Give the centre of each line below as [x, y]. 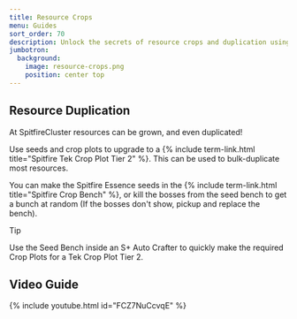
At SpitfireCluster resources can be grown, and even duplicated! [126, 132]
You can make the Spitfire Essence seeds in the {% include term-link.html [143, 185]
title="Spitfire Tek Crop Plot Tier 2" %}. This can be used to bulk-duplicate [145, 158]
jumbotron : [29, 50]
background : [39, 58]
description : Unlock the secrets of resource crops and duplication [138, 42]
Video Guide [44, 284]
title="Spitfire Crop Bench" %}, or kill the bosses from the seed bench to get [148, 194]
